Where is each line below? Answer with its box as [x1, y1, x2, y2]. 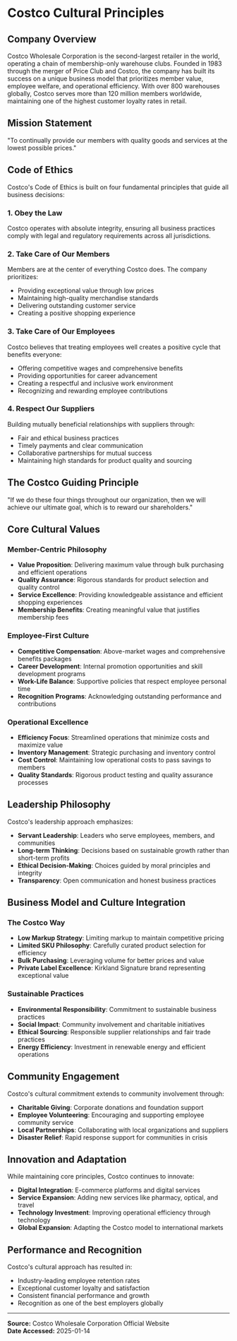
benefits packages [17, 654, 72, 663]
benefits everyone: [7, 350, 62, 358]
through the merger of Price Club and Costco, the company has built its [7, 67, 215, 75]
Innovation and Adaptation [7, 1153, 127, 1165]
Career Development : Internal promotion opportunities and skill [17, 662, 203, 670]
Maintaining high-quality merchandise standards [17, 294, 159, 302]
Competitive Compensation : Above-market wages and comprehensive [17, 646, 226, 655]
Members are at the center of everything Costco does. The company [7, 265, 207, 273]
